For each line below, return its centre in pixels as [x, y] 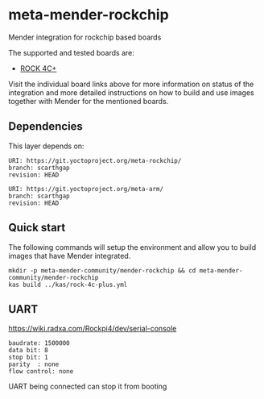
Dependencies [45, 127]
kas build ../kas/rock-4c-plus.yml [68, 285]
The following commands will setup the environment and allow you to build [132, 247]
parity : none [34, 364]
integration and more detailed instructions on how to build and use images [132, 92]
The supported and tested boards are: [71, 52]
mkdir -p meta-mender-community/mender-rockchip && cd [102, 270]
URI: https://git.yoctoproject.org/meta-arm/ [86, 189]
